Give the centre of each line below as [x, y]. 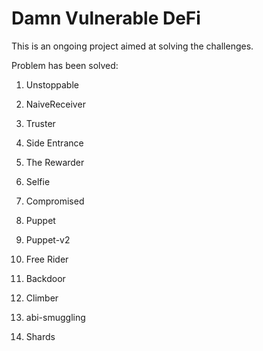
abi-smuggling [55, 317]
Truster [40, 123]
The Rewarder [55, 162]
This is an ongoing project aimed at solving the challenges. [132, 46]
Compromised [55, 201]
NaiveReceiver [55, 104]
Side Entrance [54, 143]
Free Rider [47, 259]
